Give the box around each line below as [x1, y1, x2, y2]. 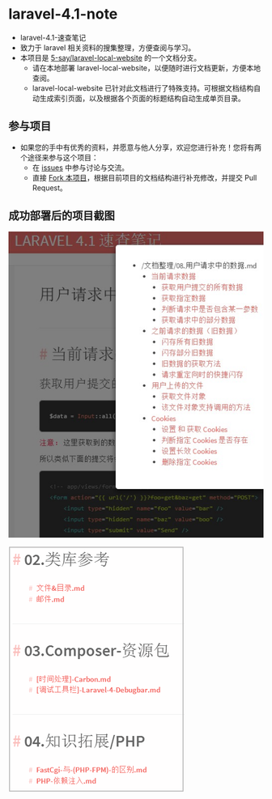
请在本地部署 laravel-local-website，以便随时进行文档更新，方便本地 [32, 62, 261, 73]
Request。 [32, 183, 67, 193]
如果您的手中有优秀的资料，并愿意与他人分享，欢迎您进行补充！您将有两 [19, 142, 261, 152]
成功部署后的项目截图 [8, 209, 115, 223]
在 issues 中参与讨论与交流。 [32, 163, 130, 172]
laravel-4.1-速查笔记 [19, 32, 87, 42]
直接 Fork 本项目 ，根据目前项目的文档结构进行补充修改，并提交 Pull [32, 172, 257, 182]
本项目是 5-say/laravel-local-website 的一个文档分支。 [19, 53, 202, 62]
